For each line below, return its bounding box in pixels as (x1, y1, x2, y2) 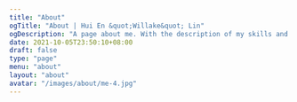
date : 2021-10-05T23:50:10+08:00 (9, 37, 133, 47)
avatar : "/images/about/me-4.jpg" (9, 79, 138, 88)
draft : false (9, 46, 58, 55)
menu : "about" (9, 63, 62, 72)
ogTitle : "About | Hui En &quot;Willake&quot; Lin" (9, 21, 205, 30)
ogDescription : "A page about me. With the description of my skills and (9, 29, 289, 38)
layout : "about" (9, 71, 69, 80)
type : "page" (9, 54, 58, 63)
